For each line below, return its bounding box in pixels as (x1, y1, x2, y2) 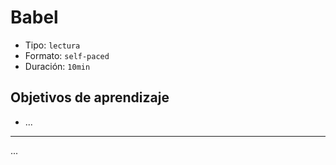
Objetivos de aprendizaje (10, 89, 170, 106)
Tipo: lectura (24, 39, 81, 51)
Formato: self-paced (24, 49, 110, 61)
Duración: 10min (24, 60, 91, 72)
